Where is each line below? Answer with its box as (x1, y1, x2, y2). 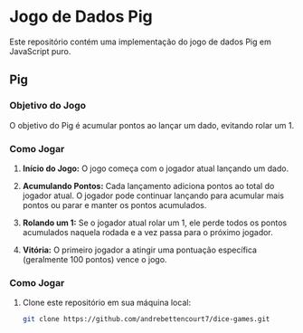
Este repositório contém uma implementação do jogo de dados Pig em (9, 36, 271, 47)
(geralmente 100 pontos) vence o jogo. (22, 253, 167, 264)
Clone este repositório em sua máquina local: (22, 297, 192, 309)
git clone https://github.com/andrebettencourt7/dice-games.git (22, 315, 270, 324)
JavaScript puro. (9, 45, 71, 56)
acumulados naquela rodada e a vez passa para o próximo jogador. (22, 226, 273, 237)
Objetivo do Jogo (9, 100, 87, 112)
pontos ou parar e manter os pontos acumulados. (22, 199, 207, 210)
